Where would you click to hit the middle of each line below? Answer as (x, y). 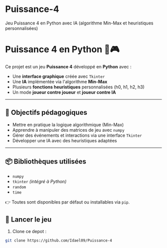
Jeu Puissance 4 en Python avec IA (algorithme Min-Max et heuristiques (79, 23)
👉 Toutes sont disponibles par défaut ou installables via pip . (68, 202)
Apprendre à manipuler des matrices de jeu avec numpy (68, 130)
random (19, 187)
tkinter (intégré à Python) (39, 181)
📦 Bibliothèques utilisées (46, 161)
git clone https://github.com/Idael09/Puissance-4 (59, 241)
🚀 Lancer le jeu (28, 219)
